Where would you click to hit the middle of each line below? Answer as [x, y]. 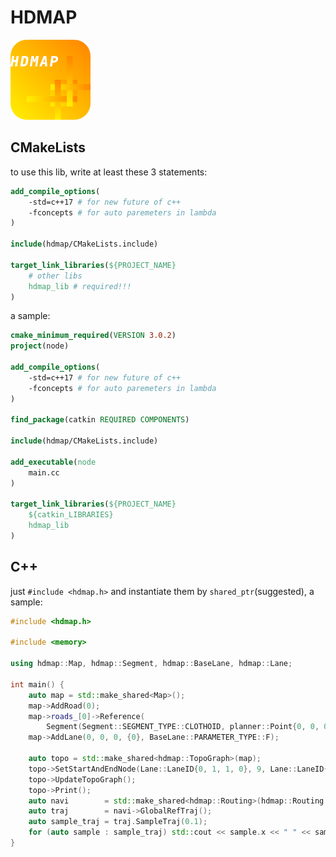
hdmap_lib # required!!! [80, 286]
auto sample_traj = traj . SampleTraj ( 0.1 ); [118, 822]
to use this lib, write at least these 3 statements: [109, 172]
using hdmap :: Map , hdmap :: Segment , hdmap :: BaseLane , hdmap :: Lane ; [151, 664]
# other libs [55, 276]
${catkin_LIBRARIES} [71, 515]
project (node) [40, 346]
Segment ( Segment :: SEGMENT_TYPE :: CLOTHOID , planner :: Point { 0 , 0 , [183, 727]
